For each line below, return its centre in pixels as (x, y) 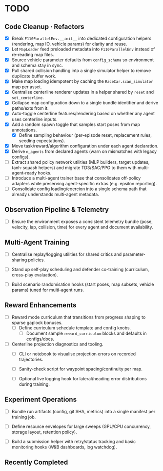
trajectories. (31, 359)
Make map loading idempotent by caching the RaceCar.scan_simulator (82, 81)
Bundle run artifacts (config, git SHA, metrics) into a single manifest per (83, 411)
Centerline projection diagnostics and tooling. (57, 344)
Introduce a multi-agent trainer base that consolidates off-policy (76, 178)
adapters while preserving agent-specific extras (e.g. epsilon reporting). (84, 183)
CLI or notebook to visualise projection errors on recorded (77, 354)
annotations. (24, 130)
